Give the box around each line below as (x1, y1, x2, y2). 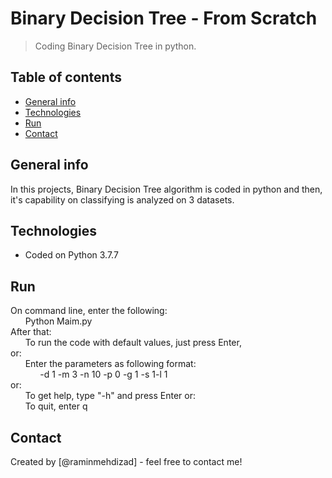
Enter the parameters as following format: (24, 358, 197, 370)
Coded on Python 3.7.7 (24, 249, 119, 261)
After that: (10, 326, 52, 338)
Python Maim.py (24, 315, 93, 327)
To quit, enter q (24, 400, 88, 412)
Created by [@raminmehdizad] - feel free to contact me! (10, 456, 243, 467)
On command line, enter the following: (10, 305, 168, 317)
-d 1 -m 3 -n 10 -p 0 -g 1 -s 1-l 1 (39, 368, 168, 381)
